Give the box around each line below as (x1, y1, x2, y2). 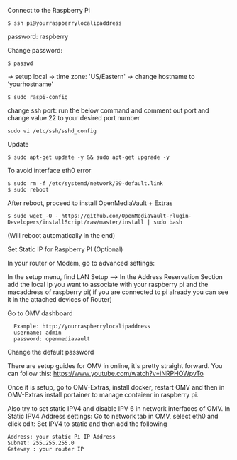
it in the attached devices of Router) (7, 296, 112, 303)
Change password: (7, 46, 62, 54)
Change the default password (7, 348, 94, 356)
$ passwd (7, 60, 33, 67)
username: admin (13, 329, 62, 336)
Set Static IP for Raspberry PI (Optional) (7, 245, 123, 253)
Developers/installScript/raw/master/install (7, 219, 144, 226)
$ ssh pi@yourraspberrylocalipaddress (7, 20, 122, 27)
